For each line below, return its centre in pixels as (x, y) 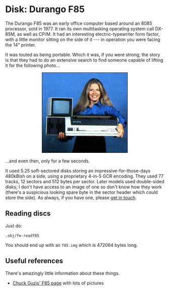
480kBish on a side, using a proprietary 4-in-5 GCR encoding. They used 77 (84, 176)
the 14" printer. (21, 45)
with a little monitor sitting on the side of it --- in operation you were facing (83, 39)
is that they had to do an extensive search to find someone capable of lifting (84, 60)
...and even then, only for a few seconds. (48, 161)
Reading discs (28, 214)
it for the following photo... (33, 65)
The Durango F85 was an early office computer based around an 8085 (79, 23)
